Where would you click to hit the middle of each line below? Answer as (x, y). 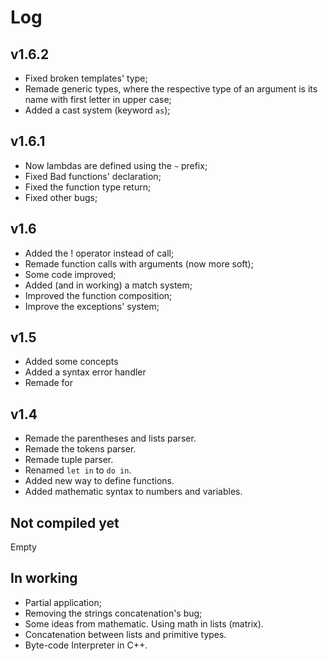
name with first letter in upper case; (98, 99)
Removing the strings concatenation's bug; (113, 613)
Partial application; (63, 602)
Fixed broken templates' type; (86, 78)
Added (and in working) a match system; (108, 285)
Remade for (48, 383)
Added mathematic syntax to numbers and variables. (133, 492)
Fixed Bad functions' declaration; (93, 176)
